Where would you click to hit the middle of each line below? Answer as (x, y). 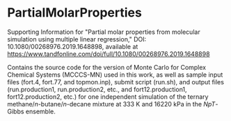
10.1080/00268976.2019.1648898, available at (73, 46)
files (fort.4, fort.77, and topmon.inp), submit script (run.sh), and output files (116, 82)
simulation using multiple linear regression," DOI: (77, 39)
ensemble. (40, 111)
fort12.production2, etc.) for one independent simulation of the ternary (108, 96)
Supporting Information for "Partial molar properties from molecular (104, 32)
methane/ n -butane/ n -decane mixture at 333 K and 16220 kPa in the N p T (111, 104)
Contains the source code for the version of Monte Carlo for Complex (107, 67)
